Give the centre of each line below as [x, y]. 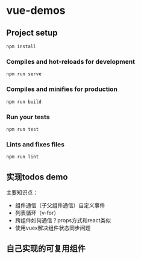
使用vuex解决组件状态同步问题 [53, 228]
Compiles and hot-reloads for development [71, 61]
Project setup [32, 33]
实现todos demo [37, 177]
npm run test [23, 129]
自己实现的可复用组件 [46, 248]
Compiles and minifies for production [62, 89]
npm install [21, 46]
